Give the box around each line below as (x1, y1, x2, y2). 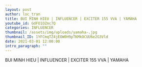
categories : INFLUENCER (5, 25, 54, 30)
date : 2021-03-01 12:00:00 (5, 39, 60, 44)
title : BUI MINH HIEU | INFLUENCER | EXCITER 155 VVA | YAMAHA (5, 16, 137, 21)
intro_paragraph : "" (5, 44, 47, 48)
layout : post (5, 7, 32, 12)
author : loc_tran (5, 12, 41, 17)
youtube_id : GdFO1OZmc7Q (5, 21, 56, 26)
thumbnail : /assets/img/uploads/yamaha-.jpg (5, 30, 97, 35)
